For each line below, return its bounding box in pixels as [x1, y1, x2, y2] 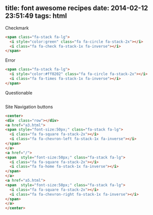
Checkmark [5, 25, 29, 31]
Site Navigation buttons [5, 104, 53, 110]
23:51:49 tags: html [5, 12, 67, 20]
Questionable [5, 89, 33, 96]
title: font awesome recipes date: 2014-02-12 [5, 4, 148, 12]
